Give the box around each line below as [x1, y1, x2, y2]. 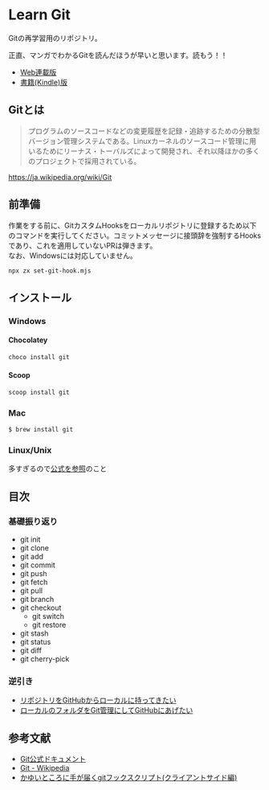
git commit [19, 560, 56, 570]
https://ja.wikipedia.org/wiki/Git [8, 172, 112, 182]
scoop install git [8, 388, 70, 397]
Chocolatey [8, 335, 48, 345]
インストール [8, 291, 72, 305]
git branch [19, 595, 55, 604]
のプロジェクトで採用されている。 [27, 156, 141, 166]
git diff [19, 645, 43, 656]
